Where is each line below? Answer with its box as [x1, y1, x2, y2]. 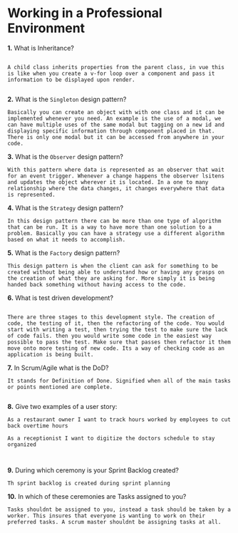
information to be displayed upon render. [7, 76, 135, 83]
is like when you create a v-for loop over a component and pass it [7, 70, 215, 77]
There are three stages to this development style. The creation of [7, 314, 215, 321]
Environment [7, 20, 86, 36]
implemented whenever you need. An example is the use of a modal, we [7, 115, 222, 122]
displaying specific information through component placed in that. [7, 127, 215, 135]
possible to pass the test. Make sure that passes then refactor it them [7, 338, 232, 346]
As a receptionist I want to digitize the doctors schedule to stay [7, 435, 215, 442]
